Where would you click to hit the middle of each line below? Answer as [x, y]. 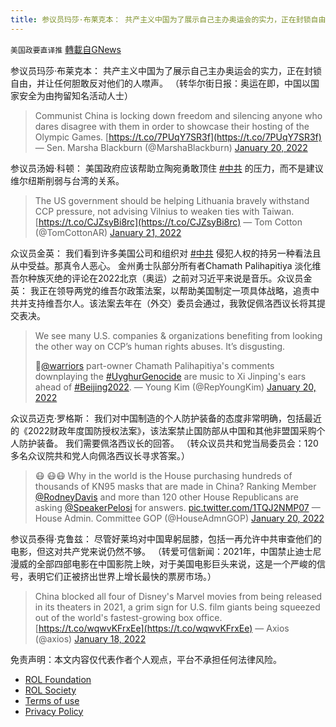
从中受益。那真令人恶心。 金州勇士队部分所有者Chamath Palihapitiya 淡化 [161, 265]
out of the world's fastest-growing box [114, 617]
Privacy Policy [54, 711]
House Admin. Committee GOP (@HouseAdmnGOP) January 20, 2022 [179, 518]
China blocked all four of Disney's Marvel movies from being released [178, 596]
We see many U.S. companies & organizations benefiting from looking [178, 335]
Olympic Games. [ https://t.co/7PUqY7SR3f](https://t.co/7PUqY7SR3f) [178, 137]
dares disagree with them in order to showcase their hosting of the [172, 126]
